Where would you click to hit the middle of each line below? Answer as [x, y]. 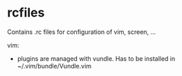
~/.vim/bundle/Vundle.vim [54, 66]
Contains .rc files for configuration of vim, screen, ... [82, 32]
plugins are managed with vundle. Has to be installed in [96, 58]
